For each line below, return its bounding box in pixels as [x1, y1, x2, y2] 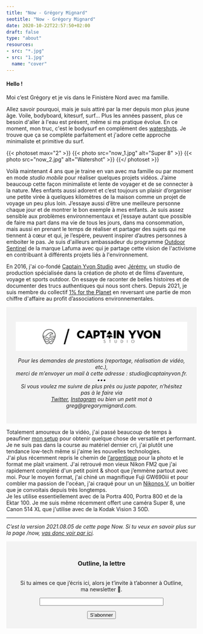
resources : [6, 42, 34, 48]
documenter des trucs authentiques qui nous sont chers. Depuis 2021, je [6, 282, 187, 289]
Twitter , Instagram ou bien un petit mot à [51, 395, 152, 402]
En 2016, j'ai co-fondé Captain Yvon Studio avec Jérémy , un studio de [6, 263, 180, 270]
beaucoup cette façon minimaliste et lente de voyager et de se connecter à [6, 180, 193, 188]
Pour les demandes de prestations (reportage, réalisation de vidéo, [18, 357, 185, 364]
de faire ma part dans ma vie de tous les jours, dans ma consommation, [6, 218, 184, 226]
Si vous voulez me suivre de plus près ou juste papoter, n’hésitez [21, 382, 182, 390]
